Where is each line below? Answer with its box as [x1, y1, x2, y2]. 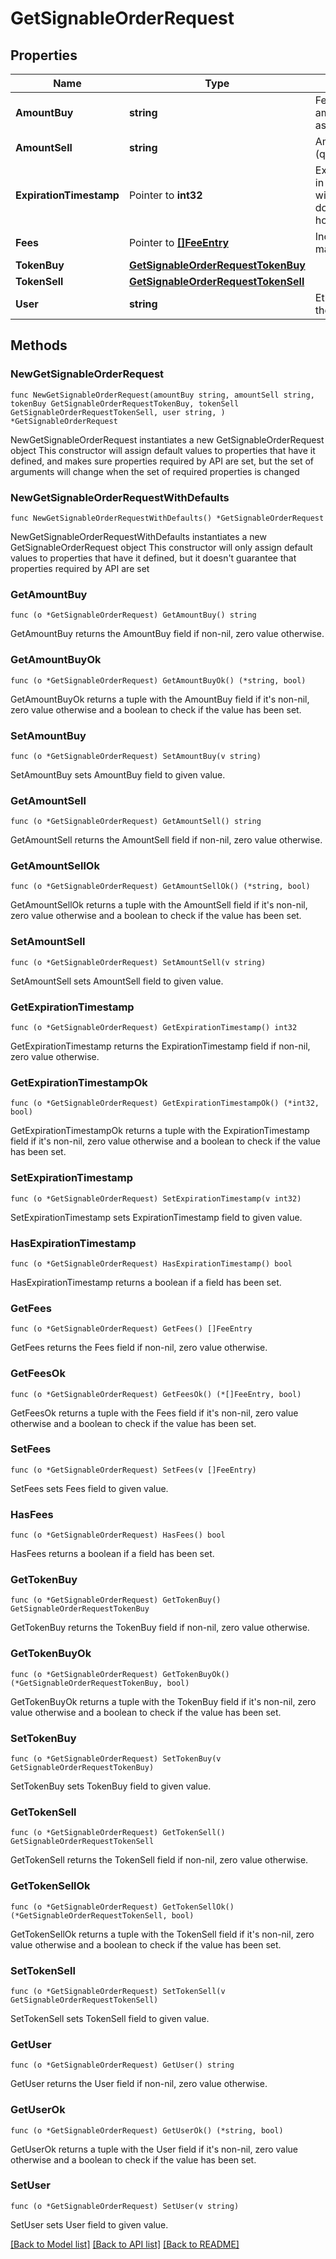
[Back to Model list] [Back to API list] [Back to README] [10, 2238, 240, 2250]
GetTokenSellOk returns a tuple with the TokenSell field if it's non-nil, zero [10, 1928, 315, 1940]
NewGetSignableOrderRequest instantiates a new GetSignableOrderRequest [10, 433, 325, 446]
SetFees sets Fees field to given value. [10, 1482, 169, 1494]
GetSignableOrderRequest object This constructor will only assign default [10, 541, 313, 553]
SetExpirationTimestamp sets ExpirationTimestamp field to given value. [10, 1211, 303, 1223]
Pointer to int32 [128, 188, 203, 202]
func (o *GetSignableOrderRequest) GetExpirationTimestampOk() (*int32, [10, 1098, 320, 1109]
